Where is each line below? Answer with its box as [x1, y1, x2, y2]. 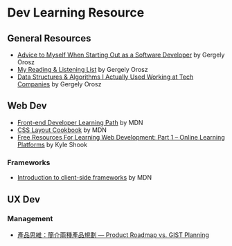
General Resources [7, 32, 91, 44]
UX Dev [7, 193, 40, 205]
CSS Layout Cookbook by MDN [17, 126, 107, 134]
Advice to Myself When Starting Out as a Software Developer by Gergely [17, 50, 225, 59]
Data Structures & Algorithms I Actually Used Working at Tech [17, 73, 194, 81]
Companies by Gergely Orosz [17, 80, 102, 88]
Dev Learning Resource [7, 5, 145, 21]
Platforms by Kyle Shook [17, 140, 88, 149]
